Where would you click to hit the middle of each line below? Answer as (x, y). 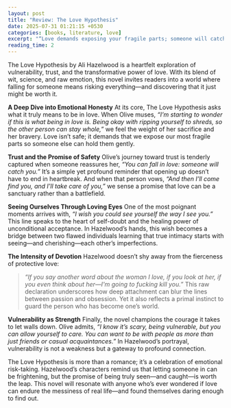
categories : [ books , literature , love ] (65, 33)
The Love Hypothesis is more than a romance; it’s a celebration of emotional (115, 362)
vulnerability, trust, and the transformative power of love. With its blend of (112, 72)
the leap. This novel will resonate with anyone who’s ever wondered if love (113, 384)
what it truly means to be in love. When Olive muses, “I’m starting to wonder (115, 115)
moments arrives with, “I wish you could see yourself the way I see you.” (110, 214)
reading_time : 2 (31, 45)
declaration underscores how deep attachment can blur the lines (116, 291)
